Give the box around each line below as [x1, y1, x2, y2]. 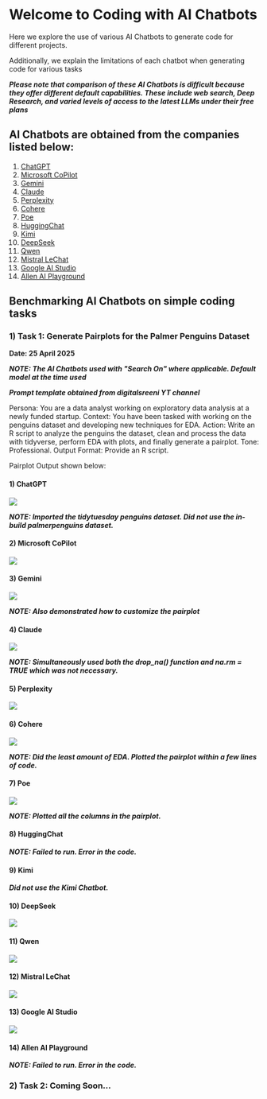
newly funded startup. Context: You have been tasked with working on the [9, 412, 253, 421]
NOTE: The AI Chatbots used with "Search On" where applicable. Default [9, 364, 257, 374]
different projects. [9, 40, 68, 49]
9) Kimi [9, 865, 34, 875]
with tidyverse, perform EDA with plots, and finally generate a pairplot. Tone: [9, 437, 260, 447]
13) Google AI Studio [9, 1008, 78, 1017]
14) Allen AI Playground [9, 1043, 88, 1052]
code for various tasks [9, 64, 83, 73]
